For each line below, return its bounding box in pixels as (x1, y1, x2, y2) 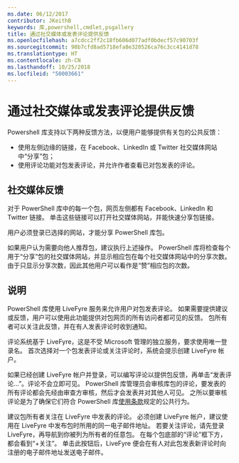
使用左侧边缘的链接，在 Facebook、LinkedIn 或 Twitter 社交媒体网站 (17, 143, 218, 152)
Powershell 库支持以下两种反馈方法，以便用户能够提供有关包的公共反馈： (7, 128, 223, 136)
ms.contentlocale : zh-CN (7, 57, 81, 64)
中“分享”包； (17, 152, 55, 161)
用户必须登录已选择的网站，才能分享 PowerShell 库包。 (7, 228, 169, 237)
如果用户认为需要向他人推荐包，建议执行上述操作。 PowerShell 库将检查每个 (7, 243, 231, 252)
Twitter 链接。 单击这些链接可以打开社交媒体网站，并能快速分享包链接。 (7, 213, 218, 222)
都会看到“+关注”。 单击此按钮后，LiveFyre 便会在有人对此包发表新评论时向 (7, 439, 226, 448)
